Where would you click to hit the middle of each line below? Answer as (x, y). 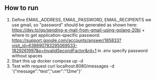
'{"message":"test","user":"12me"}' (47, 71)
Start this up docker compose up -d (47, 61)
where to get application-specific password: (56, 35)
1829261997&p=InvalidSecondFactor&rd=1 (54, 50)
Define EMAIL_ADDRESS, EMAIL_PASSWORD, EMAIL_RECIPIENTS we (81, 19)
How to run (22, 8)
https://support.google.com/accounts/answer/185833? (67, 40)
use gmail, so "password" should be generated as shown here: (74, 25)
